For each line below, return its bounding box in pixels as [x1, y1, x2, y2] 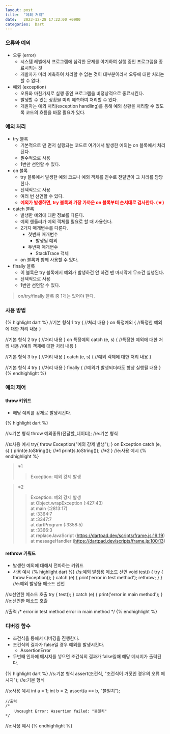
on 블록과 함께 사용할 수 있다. [20, 257, 79, 263]
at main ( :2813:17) [30, 505, 68, 512]
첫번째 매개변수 [27, 231, 59, 237]
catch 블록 [12, 206, 35, 212]
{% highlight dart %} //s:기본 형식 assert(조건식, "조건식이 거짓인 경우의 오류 [5, 670, 160, 676]
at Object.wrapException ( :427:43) [30, 500, 103, 506]
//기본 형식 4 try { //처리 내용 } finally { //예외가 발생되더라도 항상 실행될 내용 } [5, 364, 161, 371]
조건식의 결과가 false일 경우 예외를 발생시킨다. [12, 641, 105, 647]
